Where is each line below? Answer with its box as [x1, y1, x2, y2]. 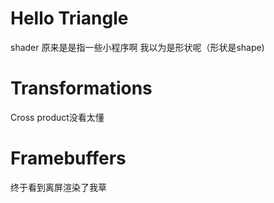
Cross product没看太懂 [10, 111, 105, 123]
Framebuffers [10, 147, 127, 170]
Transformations [10, 77, 153, 100]
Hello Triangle [10, 7, 129, 30]
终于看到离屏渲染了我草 [10, 181, 107, 193]
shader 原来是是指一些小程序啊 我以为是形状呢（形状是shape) [10, 41, 265, 53]
